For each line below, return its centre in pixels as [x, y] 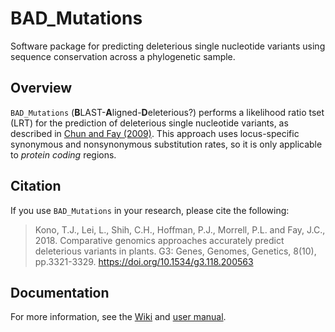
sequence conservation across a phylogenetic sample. [123, 56]
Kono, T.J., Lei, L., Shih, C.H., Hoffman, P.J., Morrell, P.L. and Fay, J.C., [180, 229]
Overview [41, 88]
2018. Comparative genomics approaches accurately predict [159, 240]
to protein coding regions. [63, 154]
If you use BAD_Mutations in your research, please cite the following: [150, 210]
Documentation [60, 292]
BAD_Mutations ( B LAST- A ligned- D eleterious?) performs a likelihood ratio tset [167, 112]
